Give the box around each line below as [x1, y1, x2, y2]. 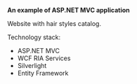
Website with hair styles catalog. [7, 20, 102, 27]
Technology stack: [7, 33, 61, 41]
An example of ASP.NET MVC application [7, 6, 130, 14]
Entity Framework [17, 69, 69, 77]
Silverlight [17, 62, 47, 69]
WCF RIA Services [17, 54, 71, 62]
